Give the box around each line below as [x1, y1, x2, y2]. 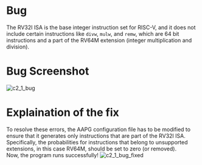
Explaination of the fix [6, 106, 120, 120]
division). [6, 43, 29, 50]
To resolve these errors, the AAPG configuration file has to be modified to [6, 126, 190, 133]
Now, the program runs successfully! [6, 151, 99, 158]
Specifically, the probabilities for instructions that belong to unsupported [6, 138, 188, 146]
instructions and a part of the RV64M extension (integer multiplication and [6, 36, 192, 44]
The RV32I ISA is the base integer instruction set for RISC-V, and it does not [6, 24, 196, 31]
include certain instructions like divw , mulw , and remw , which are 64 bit [6, 30, 179, 37]
